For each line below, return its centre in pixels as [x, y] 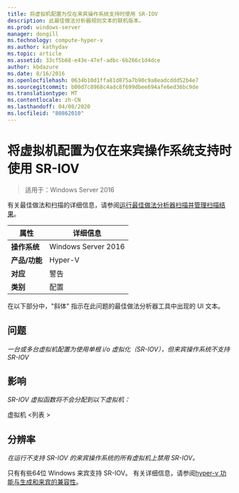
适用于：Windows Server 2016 [70, 190]
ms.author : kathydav [38, 47]
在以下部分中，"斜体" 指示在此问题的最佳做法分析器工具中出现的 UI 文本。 [116, 306]
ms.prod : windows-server [44, 27]
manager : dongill [33, 34]
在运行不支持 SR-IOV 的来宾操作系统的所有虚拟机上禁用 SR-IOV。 [103, 458]
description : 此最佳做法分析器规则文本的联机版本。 [76, 21]
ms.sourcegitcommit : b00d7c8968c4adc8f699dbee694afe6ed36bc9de [103, 87]
